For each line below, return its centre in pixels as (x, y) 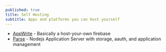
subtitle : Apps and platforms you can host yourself (63, 19)
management (27, 44)
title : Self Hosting (27, 15)
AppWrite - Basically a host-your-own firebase (62, 34)
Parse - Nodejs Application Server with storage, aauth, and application (87, 39)
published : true (22, 10)
